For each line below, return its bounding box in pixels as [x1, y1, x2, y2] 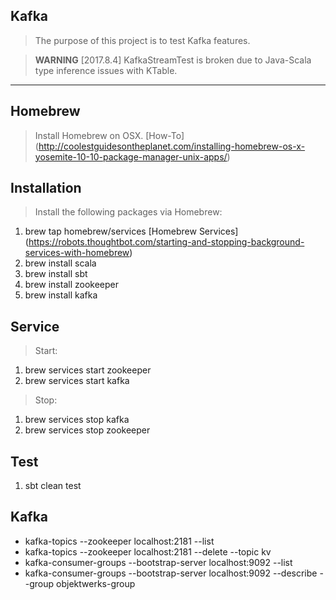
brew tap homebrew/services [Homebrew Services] [24, 225, 239, 238]
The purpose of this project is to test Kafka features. [34, 34, 251, 46]
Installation [10, 180, 82, 197]
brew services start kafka [24, 375, 130, 387]
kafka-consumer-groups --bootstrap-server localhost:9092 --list [24, 556, 293, 568]
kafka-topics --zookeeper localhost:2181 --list [24, 535, 215, 547]
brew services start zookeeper [24, 364, 152, 376]
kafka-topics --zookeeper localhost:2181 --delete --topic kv [24, 545, 272, 558]
